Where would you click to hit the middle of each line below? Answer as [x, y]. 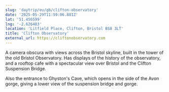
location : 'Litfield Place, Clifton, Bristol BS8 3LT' [64, 29]
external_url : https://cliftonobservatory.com [55, 38]
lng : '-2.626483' [24, 24]
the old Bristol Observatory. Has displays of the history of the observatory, [83, 58]
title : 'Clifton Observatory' [37, 33]
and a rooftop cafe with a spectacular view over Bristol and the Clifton [78, 63]
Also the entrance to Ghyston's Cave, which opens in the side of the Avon [82, 78]
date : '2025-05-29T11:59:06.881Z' [42, 15]
